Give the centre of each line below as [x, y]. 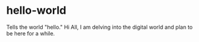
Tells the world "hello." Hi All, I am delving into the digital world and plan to [100, 27]
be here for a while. [31, 33]
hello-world [37, 10]
